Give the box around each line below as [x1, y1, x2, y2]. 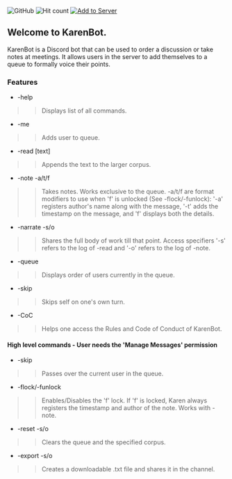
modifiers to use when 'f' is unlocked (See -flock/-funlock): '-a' [41, 195, 224, 203]
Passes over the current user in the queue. [41, 369, 164, 378]
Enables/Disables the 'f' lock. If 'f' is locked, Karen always [41, 396, 208, 405]
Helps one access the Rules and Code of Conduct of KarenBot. [41, 325, 222, 333]
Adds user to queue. [41, 133, 101, 142]
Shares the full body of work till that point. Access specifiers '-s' [41, 236, 226, 245]
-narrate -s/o [17, 223, 55, 232]
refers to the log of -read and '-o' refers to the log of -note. [41, 244, 210, 252]
